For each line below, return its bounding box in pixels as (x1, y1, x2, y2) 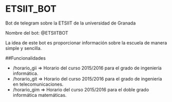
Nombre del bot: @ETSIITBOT (5, 30, 68, 36)
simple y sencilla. (5, 45, 42, 51)
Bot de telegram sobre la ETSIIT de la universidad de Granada (5, 20, 136, 26)
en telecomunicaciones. (12, 81, 64, 87)
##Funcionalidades (5, 55, 46, 61)
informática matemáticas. (12, 92, 67, 98)
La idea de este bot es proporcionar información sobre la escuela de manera (5, 39, 167, 46)
